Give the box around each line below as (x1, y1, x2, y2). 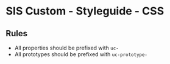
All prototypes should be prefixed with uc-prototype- (14, 51, 147, 58)
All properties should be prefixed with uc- (14, 44, 119, 51)
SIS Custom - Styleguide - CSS (5, 4, 165, 18)
